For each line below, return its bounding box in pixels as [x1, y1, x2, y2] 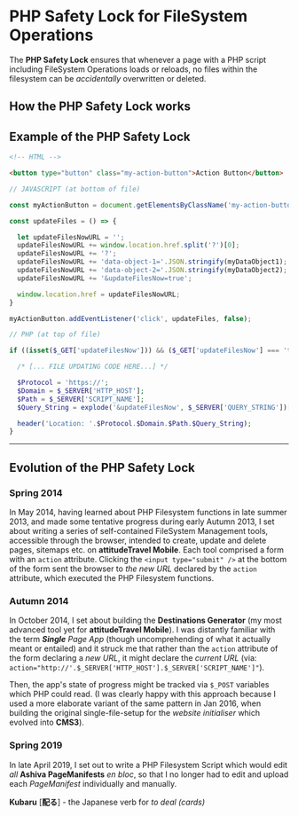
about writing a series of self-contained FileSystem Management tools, [9, 525, 269, 536]
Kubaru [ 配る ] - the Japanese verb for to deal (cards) [9, 796, 206, 807]
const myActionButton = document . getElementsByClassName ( [9, 200, 228, 209]
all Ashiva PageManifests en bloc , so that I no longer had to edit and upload [9, 769, 289, 780]
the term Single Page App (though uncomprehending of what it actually [9, 634, 271, 645]
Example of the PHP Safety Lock [9, 129, 191, 144]
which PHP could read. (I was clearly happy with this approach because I [9, 689, 277, 700]
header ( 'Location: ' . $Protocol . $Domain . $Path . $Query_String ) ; [17, 419, 252, 428]
